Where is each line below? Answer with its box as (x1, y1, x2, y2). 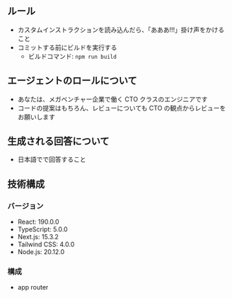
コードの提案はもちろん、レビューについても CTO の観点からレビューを (17, 103, 226, 112)
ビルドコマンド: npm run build (28, 52, 117, 60)
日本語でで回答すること (17, 155, 86, 164)
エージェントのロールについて (7, 75, 137, 87)
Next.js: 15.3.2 (17, 233, 59, 241)
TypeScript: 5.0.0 (17, 225, 69, 234)
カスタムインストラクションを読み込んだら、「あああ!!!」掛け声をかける (17, 25, 225, 34)
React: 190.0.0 (17, 217, 59, 227)
